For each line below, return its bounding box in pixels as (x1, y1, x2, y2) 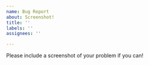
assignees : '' (6, 31, 42, 37)
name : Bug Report (6, 8, 49, 15)
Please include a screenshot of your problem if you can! (6, 52, 144, 59)
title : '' (6, 19, 31, 25)
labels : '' (6, 25, 33, 31)
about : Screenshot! (6, 14, 55, 20)
